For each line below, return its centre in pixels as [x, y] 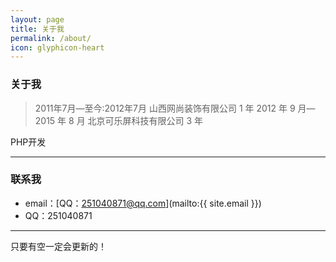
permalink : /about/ [51, 38]
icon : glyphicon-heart [57, 47]
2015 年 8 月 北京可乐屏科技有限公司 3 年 [119, 120]
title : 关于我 [37, 29]
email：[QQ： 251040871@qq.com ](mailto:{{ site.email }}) [143, 203]
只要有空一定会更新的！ [58, 246]
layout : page [37, 19]
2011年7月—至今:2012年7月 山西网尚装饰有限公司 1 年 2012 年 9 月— [175, 108]
